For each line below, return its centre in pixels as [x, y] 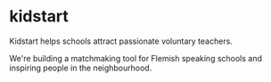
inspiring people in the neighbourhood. [81, 68]
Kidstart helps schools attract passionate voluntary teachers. [121, 41]
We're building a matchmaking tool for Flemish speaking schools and [136, 58]
